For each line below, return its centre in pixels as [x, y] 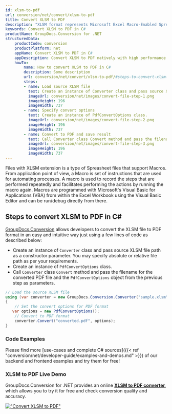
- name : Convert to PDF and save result [67, 134]
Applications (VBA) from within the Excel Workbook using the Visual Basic [83, 195]
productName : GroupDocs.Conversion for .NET [53, 34]
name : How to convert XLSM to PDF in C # [67, 67]
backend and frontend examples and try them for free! [63, 361]
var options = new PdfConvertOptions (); [56, 311]
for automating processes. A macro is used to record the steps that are [80, 179]
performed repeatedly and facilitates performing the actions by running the [84, 184]
